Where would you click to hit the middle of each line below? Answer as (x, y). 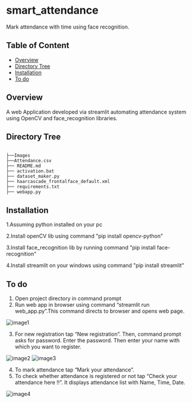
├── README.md (24, 166)
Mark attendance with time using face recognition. (68, 27)
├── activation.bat (30, 171)
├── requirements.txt (33, 187)
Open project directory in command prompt (68, 298)
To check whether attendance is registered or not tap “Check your (96, 376)
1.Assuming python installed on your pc (54, 225)
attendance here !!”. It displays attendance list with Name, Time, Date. (100, 382)
